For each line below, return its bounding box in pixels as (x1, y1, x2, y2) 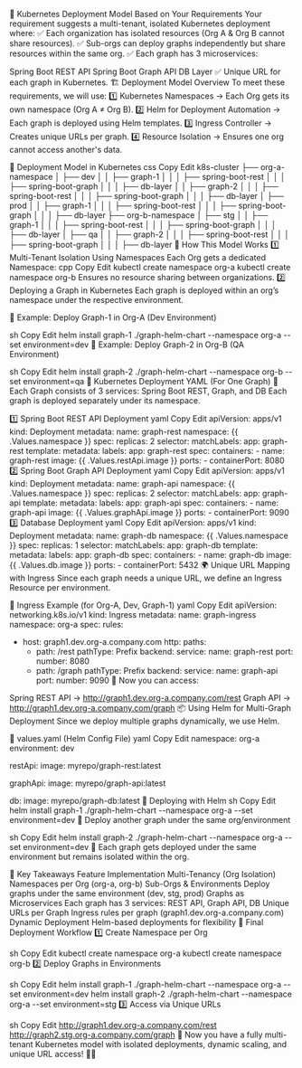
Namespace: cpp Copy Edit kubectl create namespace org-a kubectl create (9, 262, 291, 272)
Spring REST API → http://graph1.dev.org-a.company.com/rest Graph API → (9, 693, 291, 703)
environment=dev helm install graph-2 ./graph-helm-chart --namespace (23, 988, 292, 999)
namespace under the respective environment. (9, 295, 184, 305)
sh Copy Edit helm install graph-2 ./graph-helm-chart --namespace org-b (9, 366, 283, 377)
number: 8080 (35, 656, 90, 666)
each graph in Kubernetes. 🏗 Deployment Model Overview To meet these (9, 77, 286, 88)
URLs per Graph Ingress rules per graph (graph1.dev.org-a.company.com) (9, 907, 285, 918)
